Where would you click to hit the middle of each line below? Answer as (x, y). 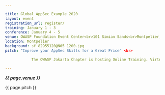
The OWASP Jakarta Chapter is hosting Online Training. (90, 60)
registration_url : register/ (35, 23)
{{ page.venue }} (23, 78)
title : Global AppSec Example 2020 (41, 14)
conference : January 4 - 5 (33, 32)
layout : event (20, 18)
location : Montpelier (27, 42)
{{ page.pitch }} (21, 87)
